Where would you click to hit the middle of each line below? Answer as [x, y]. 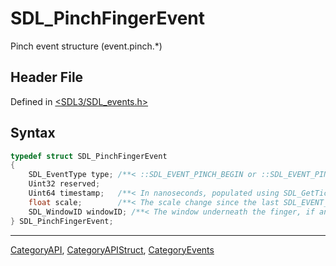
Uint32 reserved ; [64, 184]
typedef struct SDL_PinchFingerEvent [89, 156]
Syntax [33, 133]
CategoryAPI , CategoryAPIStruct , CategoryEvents [112, 249]
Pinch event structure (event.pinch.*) [86, 46]
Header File [47, 77]
